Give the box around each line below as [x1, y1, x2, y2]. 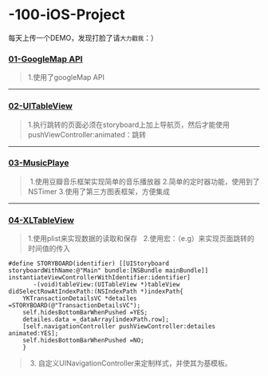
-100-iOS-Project [8, 6, 125, 24]
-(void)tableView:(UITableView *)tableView [33, 281, 180, 289]
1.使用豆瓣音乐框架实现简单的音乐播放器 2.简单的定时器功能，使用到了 [30, 176, 260, 186]
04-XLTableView [8, 214, 74, 225]
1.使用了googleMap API [27, 73, 105, 82]
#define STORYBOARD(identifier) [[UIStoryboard [8, 259, 170, 268]
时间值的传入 [27, 243, 70, 253]
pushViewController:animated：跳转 [27, 129, 146, 139]
